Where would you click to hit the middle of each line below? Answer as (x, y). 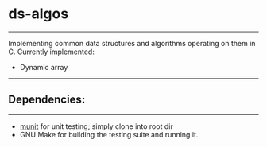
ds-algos (39, 14)
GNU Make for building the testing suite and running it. (109, 134)
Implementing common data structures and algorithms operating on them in (132, 43)
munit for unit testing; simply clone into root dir (96, 126)
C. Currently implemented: (52, 52)
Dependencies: (47, 100)
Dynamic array (44, 67)
